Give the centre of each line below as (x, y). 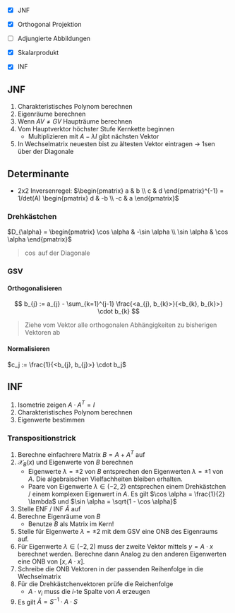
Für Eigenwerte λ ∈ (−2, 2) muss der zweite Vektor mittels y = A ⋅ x (115, 546)
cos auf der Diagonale (57, 253)
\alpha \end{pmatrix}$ (40, 239)
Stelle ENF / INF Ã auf (49, 508)
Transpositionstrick (42, 438)
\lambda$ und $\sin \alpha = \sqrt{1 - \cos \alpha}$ (103, 501)
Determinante (38, 173)
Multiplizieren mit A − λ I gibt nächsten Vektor (94, 136)
